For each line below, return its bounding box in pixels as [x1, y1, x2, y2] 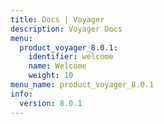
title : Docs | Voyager [10, 14, 105, 25]
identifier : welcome [28, 52, 114, 62]
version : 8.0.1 [19, 98, 83, 108]
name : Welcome [28, 61, 87, 71]
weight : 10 [28, 71, 74, 81]
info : [10, 89, 33, 99]
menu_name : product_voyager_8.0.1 [10, 80, 155, 90]
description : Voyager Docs [10, 24, 123, 34]
